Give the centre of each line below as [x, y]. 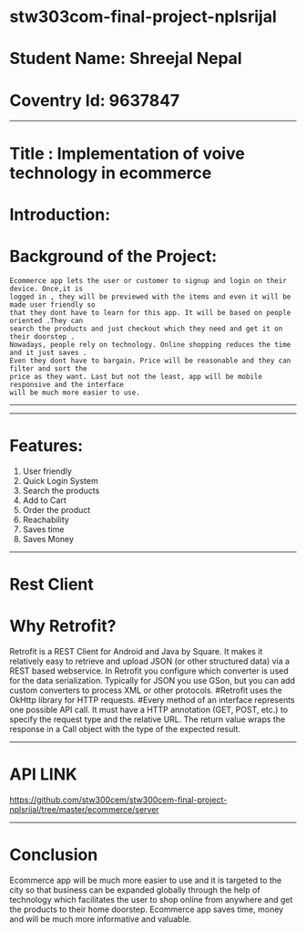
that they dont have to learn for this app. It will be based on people [150, 312]
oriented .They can [46, 320]
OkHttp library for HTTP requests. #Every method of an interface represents [152, 699]
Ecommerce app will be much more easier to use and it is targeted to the [146, 880]
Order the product [56, 509]
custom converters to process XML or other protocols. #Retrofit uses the [146, 690]
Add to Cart [44, 500]
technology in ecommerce [111, 173]
